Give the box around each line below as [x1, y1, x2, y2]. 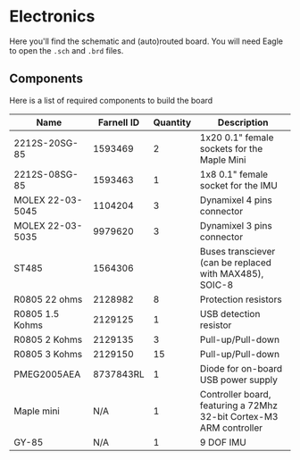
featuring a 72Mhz [199, 399, 279, 412]
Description [217, 116, 270, 129]
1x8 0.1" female [199, 168, 269, 180]
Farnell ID [97, 116, 140, 129]
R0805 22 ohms [13, 293, 83, 305]
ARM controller [199, 422, 263, 434]
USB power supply [199, 373, 279, 386]
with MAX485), [199, 267, 264, 280]
